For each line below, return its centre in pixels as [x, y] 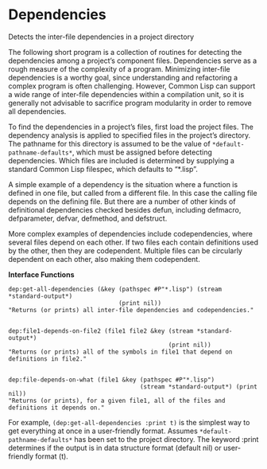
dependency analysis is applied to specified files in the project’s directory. [130, 135]
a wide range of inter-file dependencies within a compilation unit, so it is [126, 94]
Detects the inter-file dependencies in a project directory [101, 37]
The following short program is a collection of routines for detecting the [125, 52]
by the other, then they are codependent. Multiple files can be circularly [125, 250]
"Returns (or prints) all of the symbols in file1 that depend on [120, 352]
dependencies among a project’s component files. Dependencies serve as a [133, 61]
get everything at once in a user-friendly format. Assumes [103, 431]
